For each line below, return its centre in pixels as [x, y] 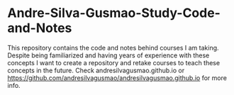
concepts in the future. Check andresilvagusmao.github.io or [96, 70]
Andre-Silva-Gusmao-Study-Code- [114, 13]
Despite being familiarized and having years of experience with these [108, 55]
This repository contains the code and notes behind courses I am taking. [113, 47]
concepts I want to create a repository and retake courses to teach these [114, 62]
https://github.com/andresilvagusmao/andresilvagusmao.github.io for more [117, 78]
